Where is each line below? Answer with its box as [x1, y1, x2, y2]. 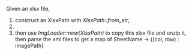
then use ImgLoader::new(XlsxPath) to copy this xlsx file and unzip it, [14, 29, 187, 36]
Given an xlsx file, [6, 5, 50, 12]
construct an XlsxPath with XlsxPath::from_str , [14, 17, 130, 23]
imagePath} [14, 42, 44, 49]
